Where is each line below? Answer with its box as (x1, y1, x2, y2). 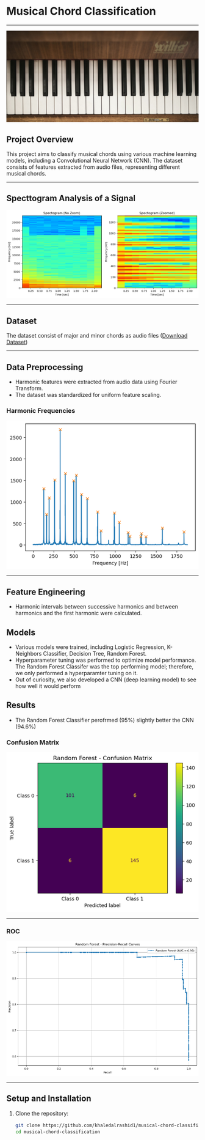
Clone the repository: (15, 1109, 69, 1117)
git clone (15, 1122, 41, 1128)
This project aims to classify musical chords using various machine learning (6, 150, 197, 157)
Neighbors (15, 650, 42, 657)
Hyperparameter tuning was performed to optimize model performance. (15, 656, 196, 664)
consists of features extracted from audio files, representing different (6, 163, 180, 171)
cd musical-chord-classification (15, 1128, 101, 1135)
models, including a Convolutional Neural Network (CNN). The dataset (6, 157, 183, 164)
